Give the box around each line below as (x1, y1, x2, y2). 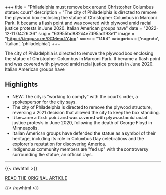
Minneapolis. (12, 125, 39, 131)
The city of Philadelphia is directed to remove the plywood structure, (12, 104, 152, 110)
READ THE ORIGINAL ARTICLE (5, 175, 68, 181)
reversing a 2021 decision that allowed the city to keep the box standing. (12, 109, 160, 115)
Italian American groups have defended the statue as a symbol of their (12, 130, 156, 136)
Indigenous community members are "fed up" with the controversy (12, 146, 149, 152)
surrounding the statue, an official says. (12, 151, 93, 157)
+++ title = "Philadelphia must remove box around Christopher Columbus (5, 4, 154, 10)
